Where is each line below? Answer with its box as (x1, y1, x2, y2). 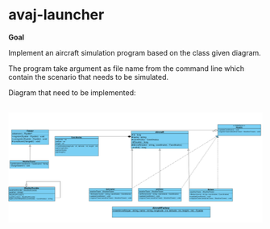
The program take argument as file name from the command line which (8, 63, 244, 73)
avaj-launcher (8, 6, 105, 24)
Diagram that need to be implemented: (8, 87, 136, 98)
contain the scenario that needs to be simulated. (8, 72, 169, 81)
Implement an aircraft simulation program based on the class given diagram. (8, 48, 262, 57)
